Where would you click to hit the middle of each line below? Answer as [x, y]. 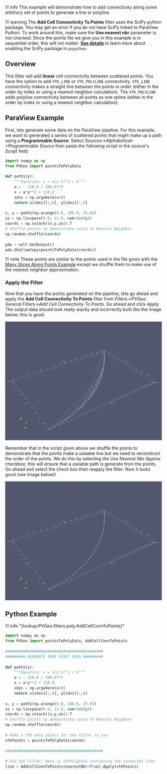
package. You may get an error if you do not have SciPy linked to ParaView [82, 27]
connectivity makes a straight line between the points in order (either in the [82, 86]
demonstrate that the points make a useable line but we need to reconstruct [83, 453]
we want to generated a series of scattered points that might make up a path [83, 135]
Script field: [17, 151]
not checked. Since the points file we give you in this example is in [73, 38]
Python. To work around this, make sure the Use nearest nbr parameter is [81, 33]
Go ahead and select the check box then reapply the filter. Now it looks [78, 469]
